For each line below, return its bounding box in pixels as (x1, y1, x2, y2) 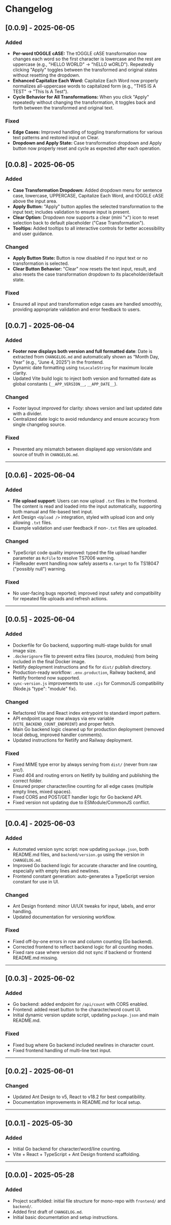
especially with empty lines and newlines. (12, 868, 100, 874)
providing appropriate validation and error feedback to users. (12, 306, 141, 312)
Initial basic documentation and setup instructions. (12, 1214, 119, 1220)
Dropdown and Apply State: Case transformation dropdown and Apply (12, 140, 162, 146)
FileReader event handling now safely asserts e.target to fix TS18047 (12, 560, 159, 566)
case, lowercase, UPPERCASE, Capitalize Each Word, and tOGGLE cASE (12, 192, 164, 198)
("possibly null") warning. (12, 565, 66, 572)
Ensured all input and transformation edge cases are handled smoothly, (12, 301, 163, 307)
